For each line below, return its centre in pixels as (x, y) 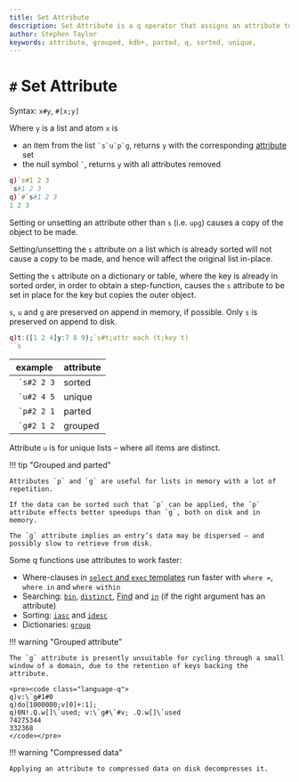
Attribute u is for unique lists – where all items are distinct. (115, 448)
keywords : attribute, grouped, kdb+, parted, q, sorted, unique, (133, 42)
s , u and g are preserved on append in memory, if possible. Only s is (133, 311)
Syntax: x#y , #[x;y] (44, 111)
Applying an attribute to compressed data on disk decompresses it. (139, 769)
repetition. (31, 489)
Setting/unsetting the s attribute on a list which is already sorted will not (141, 249)
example (34, 367)
